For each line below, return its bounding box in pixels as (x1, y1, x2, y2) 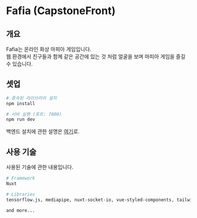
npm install (6, 100, 35, 106)
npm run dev (6, 116, 35, 123)
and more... (6, 207, 35, 213)
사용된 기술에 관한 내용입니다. (6, 163, 74, 171)
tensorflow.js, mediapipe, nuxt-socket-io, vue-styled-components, (6, 197, 175, 203)
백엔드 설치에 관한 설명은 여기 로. (6, 128, 80, 135)
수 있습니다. (6, 61, 33, 67)
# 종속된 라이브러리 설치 (6, 95, 57, 101)
